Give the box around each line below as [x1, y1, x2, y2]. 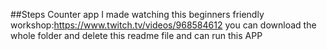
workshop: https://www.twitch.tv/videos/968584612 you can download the [10, 19, 317, 31]
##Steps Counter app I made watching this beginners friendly [10, 9, 265, 20]
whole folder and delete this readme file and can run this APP [10, 30, 263, 41]
